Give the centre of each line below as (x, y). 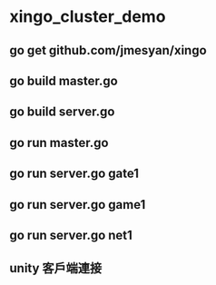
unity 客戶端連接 (56, 268)
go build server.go (62, 112)
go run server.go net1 (71, 235)
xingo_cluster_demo (88, 17)
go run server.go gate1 (74, 174)
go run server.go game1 (78, 205)
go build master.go (64, 80)
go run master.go (59, 142)
